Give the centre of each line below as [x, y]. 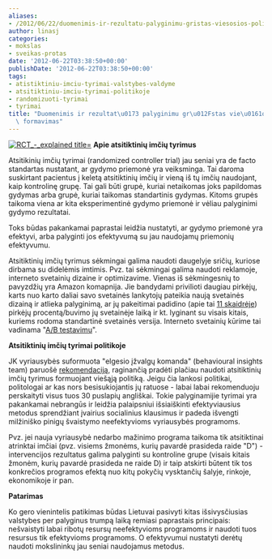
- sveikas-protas [38, 54]
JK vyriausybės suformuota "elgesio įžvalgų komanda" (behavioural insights [136, 361]
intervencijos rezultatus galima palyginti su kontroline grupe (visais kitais [129, 454]
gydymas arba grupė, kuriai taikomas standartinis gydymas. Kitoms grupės [133, 195]
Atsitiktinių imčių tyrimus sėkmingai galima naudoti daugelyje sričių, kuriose [134, 260]
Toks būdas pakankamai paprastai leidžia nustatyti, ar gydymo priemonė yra [136, 227]
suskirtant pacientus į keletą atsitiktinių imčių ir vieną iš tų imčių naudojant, [133, 177]
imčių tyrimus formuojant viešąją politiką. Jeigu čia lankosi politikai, [120, 378]
